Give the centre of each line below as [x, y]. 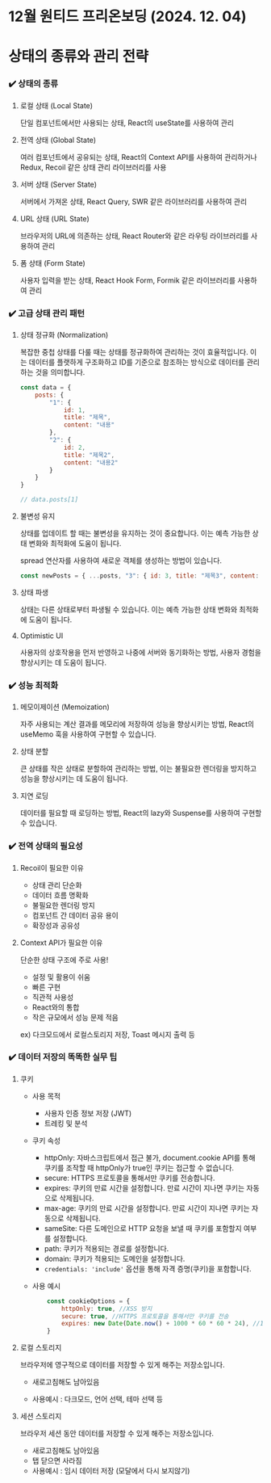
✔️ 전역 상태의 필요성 [46, 847]
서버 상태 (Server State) [58, 184]
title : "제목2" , [89, 455]
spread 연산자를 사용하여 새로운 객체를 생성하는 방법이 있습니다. [121, 561]
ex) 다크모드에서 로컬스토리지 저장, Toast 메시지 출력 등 [107, 1034]
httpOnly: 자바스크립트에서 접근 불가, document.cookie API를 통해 [150, 1157]
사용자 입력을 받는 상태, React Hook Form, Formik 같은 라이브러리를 [128, 280]
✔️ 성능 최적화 [33, 685]
